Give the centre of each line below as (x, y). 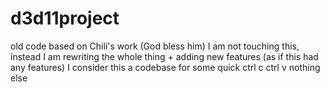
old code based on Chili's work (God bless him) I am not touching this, (155, 46)
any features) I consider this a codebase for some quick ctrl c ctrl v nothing (165, 67)
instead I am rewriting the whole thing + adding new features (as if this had (164, 56)
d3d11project (65, 18)
